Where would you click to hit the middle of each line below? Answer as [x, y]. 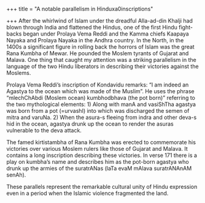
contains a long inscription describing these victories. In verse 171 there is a [102, 155]
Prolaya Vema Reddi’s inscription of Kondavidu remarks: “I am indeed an [98, 85]
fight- [186, 27]
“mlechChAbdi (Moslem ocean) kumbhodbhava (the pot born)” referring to [101, 98]
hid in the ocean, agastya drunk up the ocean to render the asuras [90, 124]
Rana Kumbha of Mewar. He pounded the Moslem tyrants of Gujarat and [98, 53]
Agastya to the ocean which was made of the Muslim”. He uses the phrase [100, 91]
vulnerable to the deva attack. [44, 130]
